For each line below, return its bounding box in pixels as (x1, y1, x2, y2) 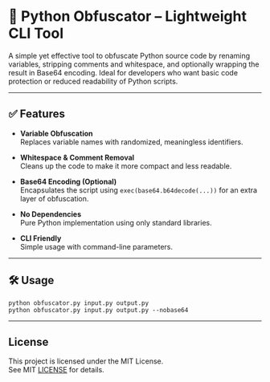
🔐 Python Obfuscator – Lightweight (8, 7, 247, 26)
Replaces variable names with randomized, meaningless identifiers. (19, 136, 243, 147)
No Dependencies (19, 209, 82, 219)
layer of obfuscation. (19, 193, 89, 203)
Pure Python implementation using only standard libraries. (19, 217, 212, 227)
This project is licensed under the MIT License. (8, 356, 164, 366)
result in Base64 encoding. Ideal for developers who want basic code (8, 67, 239, 77)
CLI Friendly (19, 233, 62, 243)
